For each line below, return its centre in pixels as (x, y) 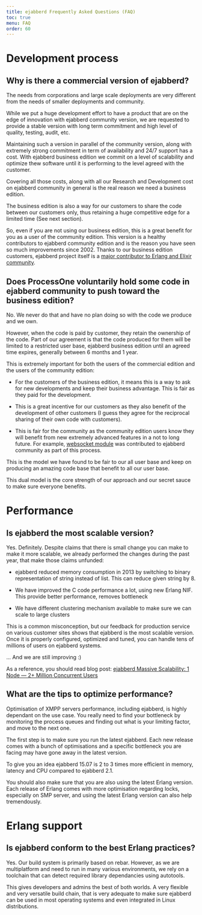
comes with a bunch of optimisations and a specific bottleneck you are (94, 746)
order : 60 (19, 29)
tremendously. (24, 801)
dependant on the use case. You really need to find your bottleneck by (93, 715)
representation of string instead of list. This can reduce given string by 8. (105, 578)
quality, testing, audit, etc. (38, 133)
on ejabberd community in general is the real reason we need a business (96, 188)
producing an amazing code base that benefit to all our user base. (88, 469)
